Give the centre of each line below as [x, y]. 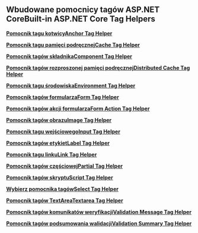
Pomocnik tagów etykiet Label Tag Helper [58, 143]
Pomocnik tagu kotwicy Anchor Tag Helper [59, 33]
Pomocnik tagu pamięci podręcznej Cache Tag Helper [73, 44]
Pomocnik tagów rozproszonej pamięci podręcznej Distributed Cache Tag [98, 68]
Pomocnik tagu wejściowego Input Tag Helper [63, 131]
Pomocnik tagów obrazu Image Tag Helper [59, 120]
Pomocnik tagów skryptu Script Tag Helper [60, 177]
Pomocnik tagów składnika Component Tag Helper [69, 56]
